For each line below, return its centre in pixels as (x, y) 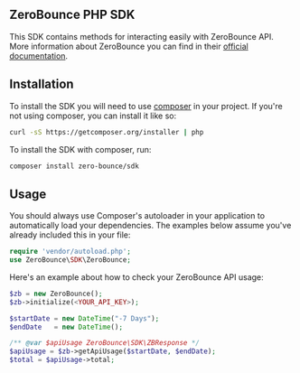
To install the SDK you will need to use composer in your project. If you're (146, 106)
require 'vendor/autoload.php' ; (70, 252)
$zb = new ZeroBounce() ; (56, 294)
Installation (42, 84)
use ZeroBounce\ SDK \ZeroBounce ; (70, 260)
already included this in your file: (70, 235)
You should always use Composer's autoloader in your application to (137, 216)
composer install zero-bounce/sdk (75, 166)
